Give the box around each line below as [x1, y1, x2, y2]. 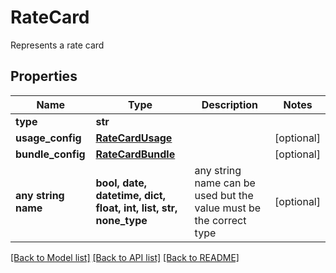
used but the [194, 188, 254, 202]
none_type [95, 213, 148, 227]
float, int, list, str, [95, 201, 178, 215]
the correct [194, 213, 247, 227]
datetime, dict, [95, 188, 167, 202]
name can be [194, 176, 256, 190]
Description [201, 97, 259, 111]
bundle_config [15, 147, 86, 161]
